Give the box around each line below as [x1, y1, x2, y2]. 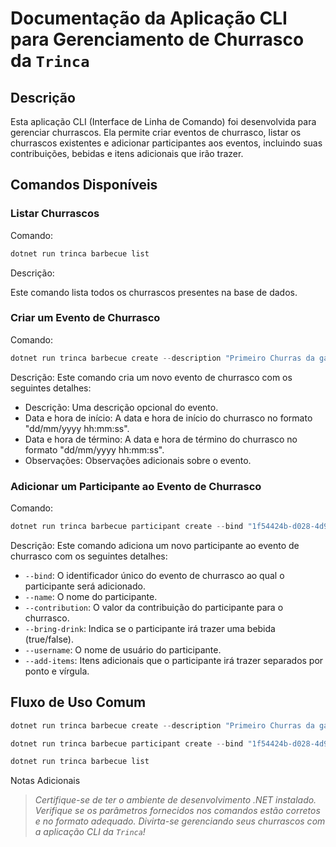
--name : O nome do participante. [24, 590, 158, 602]
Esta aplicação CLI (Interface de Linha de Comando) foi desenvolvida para [10, 116, 317, 127]
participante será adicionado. [24, 580, 146, 592]
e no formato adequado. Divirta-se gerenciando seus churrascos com [34, 815, 326, 827]
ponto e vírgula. [24, 665, 90, 677]
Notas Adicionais [10, 775, 81, 787]
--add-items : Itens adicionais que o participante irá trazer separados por [24, 654, 324, 666]
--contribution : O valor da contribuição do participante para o [24, 601, 284, 613]
